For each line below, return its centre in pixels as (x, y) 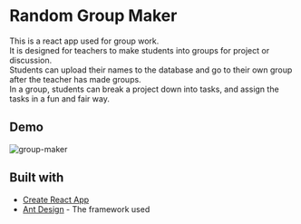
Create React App (56, 200)
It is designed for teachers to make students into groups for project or (140, 50)
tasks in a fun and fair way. (60, 98)
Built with (37, 178)
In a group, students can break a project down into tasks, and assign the (144, 89)
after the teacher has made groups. (76, 79)
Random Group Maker (93, 16)
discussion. (31, 60)
